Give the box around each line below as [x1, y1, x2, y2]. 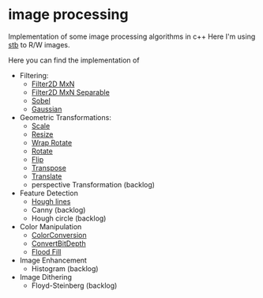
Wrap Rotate [31, 138, 73, 147]
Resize [31, 129, 54, 139]
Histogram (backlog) [31, 263, 99, 273]
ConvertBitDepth [31, 239, 86, 248]
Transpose [31, 163, 67, 172]
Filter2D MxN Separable [31, 87, 111, 96]
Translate [31, 172, 62, 181]
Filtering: [19, 70, 49, 80]
